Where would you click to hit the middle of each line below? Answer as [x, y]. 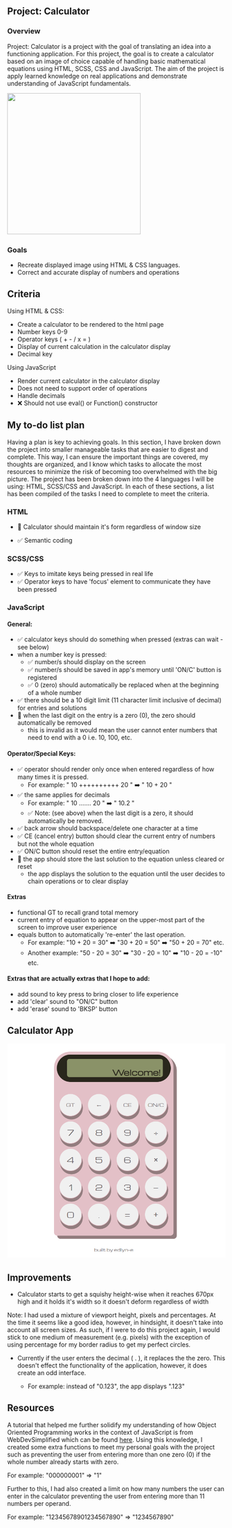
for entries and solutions [52, 708]
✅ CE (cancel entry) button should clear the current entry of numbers [116, 836]
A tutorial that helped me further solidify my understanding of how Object [112, 1424]
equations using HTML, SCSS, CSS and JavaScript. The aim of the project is [116, 68]
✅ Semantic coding [45, 540]
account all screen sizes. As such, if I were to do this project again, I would [114, 1329]
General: [20, 624]
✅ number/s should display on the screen [87, 662]
